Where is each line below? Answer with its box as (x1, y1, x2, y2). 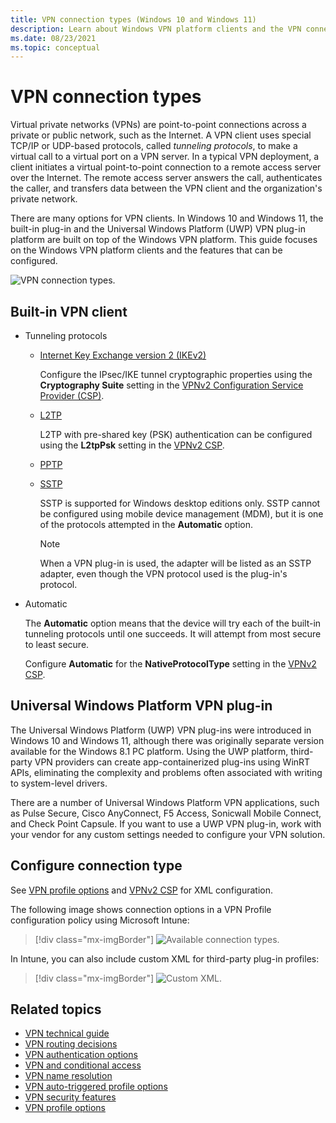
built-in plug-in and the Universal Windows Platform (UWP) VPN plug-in (10, 223, 306, 235)
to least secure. (24, 639, 90, 650)
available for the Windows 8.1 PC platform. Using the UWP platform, (10, 745, 289, 757)
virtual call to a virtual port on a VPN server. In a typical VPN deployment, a (10, 151, 320, 163)
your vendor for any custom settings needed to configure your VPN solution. (10, 828, 326, 840)
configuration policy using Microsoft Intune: (10, 914, 190, 926)
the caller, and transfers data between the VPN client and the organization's (10, 182, 323, 195)
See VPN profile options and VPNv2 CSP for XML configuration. (10, 884, 273, 896)
